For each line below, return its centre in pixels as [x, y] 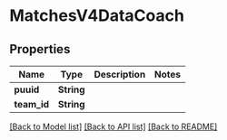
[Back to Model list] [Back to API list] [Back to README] [113, 126]
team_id [32, 104]
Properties [40, 49]
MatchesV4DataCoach [97, 16]
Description [120, 75]
